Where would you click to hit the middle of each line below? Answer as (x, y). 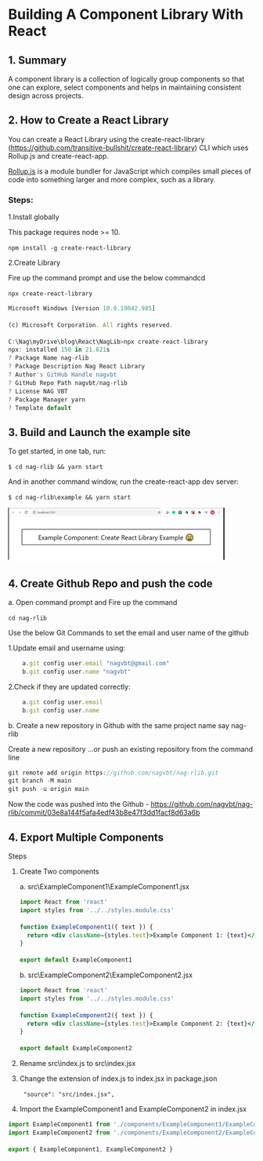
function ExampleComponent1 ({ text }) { (86, 927)
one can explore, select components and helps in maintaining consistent (125, 87)
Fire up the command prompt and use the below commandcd (107, 278)
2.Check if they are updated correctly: (69, 687)
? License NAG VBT (38, 391)
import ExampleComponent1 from (59, 1125)
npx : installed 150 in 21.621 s (59, 350)
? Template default (40, 408)
